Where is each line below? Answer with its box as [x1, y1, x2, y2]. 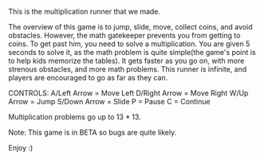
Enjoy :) [8, 143, 33, 152]
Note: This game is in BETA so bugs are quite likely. [8, 127, 177, 137]
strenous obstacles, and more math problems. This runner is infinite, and [8, 64, 247, 74]
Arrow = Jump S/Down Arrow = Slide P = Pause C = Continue [8, 97, 211, 106]
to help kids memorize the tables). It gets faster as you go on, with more [8, 56, 245, 65]
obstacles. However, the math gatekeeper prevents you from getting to [8, 31, 241, 40]
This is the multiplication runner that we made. [8, 7, 161, 16]
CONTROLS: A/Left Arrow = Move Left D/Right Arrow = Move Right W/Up [8, 88, 249, 98]
